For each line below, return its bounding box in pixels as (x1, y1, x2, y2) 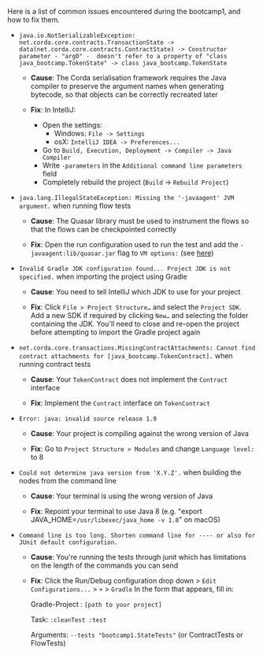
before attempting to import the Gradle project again (30, 327, 201, 337)
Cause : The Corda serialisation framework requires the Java (30, 73, 227, 82)
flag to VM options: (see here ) (117, 248, 214, 257)
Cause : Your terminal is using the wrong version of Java (30, 491, 213, 501)
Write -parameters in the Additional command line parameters (42, 161, 243, 170)
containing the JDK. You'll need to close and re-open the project (30, 319, 239, 328)
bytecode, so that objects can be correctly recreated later (30, 90, 218, 99)
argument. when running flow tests (18, 201, 131, 210)
